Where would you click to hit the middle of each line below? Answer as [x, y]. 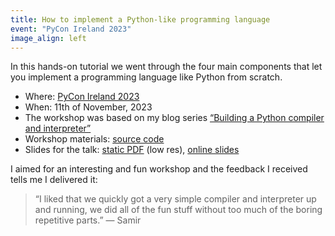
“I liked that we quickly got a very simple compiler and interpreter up [175, 199]
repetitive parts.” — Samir [88, 220]
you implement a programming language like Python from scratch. [146, 77]
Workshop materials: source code [94, 139]
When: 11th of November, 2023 [88, 107]
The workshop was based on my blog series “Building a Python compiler [174, 118]
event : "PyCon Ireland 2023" [71, 29]
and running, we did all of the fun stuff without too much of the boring [178, 210]
